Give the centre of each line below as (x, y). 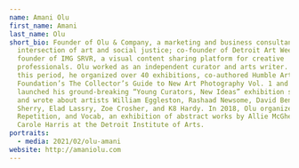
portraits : (29, 133)
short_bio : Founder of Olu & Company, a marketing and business (131, 42)
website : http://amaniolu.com (65, 149)
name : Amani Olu (39, 17)
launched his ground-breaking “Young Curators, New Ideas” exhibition (151, 92)
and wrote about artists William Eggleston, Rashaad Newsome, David (147, 100)
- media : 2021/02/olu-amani (69, 141)
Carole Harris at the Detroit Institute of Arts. (111, 125)
